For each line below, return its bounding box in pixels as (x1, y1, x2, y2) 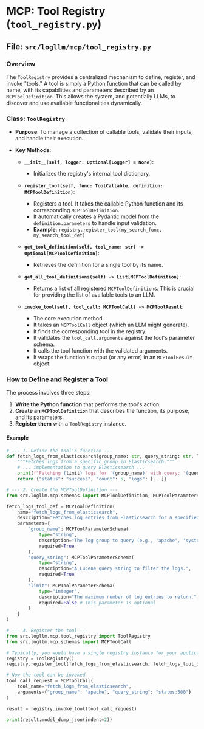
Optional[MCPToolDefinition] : (24, 249, 100, 257)
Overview (6, 60, 36, 68)
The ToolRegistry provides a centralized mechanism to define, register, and (6, 73, 195, 80)
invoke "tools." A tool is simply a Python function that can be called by (6, 80, 182, 87)
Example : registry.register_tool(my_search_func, (33, 226, 162, 233)
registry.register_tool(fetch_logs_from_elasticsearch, (6, 661, 151, 667)
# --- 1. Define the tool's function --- (6, 447, 113, 454)
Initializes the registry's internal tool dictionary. (33, 170, 151, 178)
